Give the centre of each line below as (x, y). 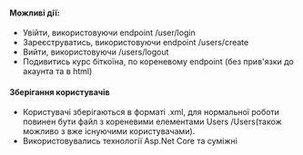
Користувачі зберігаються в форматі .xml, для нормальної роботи (151, 112)
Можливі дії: (35, 13)
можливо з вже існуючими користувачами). (109, 131)
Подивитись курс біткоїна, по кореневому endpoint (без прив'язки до (158, 62)
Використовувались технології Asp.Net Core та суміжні (130, 141)
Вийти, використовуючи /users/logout (96, 52)
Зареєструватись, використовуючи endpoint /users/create (136, 43)
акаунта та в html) (57, 72)
